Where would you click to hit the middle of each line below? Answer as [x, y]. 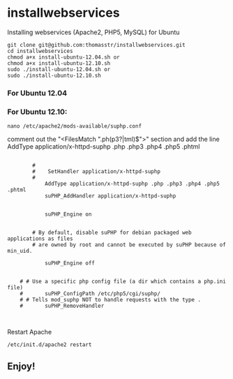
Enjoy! [21, 366]
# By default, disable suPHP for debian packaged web [112, 233]
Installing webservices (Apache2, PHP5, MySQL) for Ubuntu [93, 32]
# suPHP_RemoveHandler [62, 306]
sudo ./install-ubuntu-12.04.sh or [59, 69]
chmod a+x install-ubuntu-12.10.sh [59, 63]
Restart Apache [30, 332]
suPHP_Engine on [68, 214]
